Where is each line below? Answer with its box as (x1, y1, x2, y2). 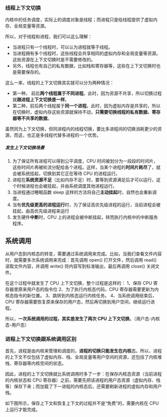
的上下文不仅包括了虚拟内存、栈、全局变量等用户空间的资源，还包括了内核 (5, 354, 158, 360)
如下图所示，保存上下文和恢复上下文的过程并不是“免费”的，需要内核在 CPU (5, 401, 159, 407)
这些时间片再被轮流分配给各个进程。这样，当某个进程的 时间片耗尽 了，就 (12, 164, 161, 170)
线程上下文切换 (5, 4, 41, 11)
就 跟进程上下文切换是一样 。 (12, 96, 70, 103)
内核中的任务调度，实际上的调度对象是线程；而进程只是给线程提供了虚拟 (5, 16, 153, 23)
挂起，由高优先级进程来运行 (12, 208, 70, 214)
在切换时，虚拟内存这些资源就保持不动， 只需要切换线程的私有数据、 (12, 109, 152, 115)
